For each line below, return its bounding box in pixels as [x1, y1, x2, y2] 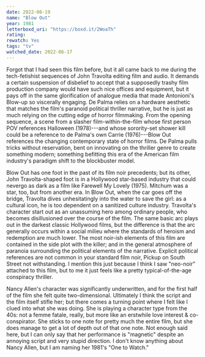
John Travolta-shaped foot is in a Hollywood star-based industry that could [6, 175, 196, 183]
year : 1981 [6, 20, 34, 26]
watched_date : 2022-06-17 [6, 49, 72, 55]
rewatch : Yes [6, 37, 40, 44]
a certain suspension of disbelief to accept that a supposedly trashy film [6, 79, 188, 86]
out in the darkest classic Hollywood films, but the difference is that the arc [6, 221, 196, 228]
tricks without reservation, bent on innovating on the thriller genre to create [6, 144, 196, 151]
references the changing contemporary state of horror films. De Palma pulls [6, 137, 197, 145]
